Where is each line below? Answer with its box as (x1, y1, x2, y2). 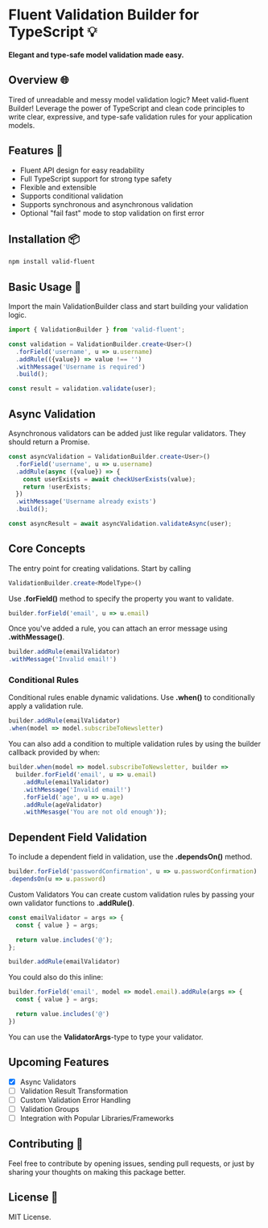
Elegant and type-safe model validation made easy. (8, 50, 184, 60)
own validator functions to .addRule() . (8, 897, 135, 908)
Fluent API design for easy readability (19, 165, 145, 175)
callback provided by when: (8, 747, 101, 757)
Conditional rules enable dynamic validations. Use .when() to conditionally (8, 693, 255, 702)
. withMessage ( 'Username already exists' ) (15, 497, 157, 506)
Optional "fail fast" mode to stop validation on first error (19, 208, 205, 218)
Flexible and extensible (19, 182, 97, 192)
